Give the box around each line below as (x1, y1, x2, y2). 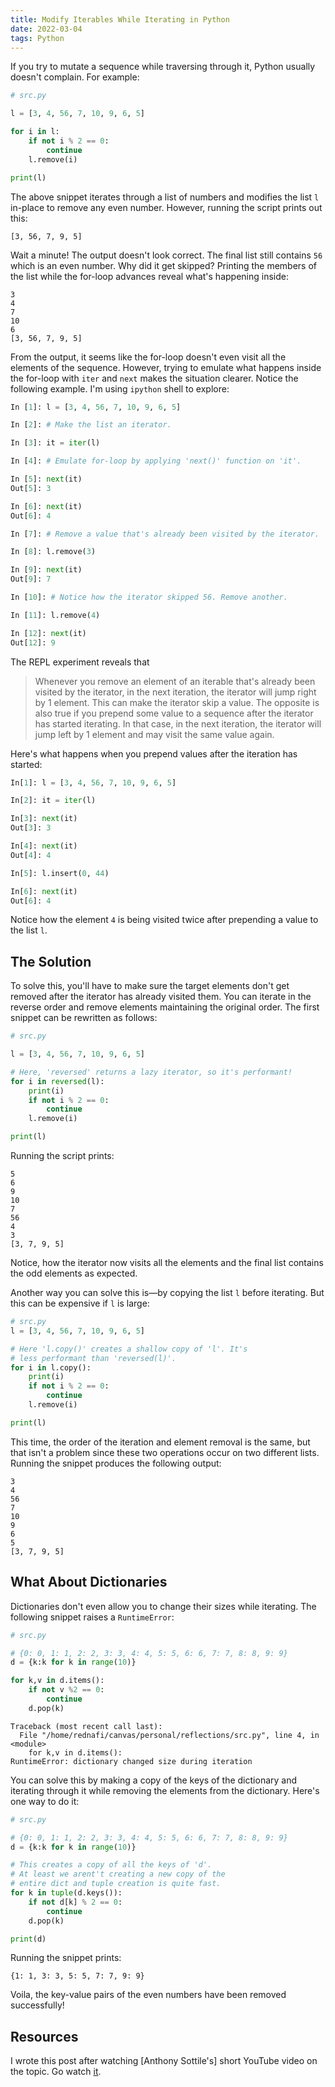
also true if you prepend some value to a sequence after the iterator (34, 707, 314, 719)
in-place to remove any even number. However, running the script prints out (10, 201, 323, 213)
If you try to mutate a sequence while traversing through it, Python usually (10, 61, 316, 73)
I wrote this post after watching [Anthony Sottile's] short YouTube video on (10, 2055, 318, 2067)
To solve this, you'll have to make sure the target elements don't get (10, 980, 290, 992)
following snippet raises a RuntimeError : (10, 1611, 175, 1623)
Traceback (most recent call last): (10, 1721, 163, 1731)
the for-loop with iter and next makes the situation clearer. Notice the (10, 372, 299, 384)
